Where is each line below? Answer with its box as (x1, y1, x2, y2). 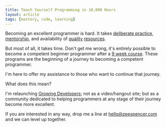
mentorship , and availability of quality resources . (5, 36, 106, 42)
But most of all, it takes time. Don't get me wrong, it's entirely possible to (5, 46, 156, 52)
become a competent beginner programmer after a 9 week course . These (5, 51, 158, 57)
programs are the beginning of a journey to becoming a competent (5, 56, 143, 62)
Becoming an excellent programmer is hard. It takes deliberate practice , (5, 31, 154, 37)
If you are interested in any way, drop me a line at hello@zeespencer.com (5, 111, 157, 117)
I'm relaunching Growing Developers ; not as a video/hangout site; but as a (5, 91, 159, 97)
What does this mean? (5, 81, 52, 87)
